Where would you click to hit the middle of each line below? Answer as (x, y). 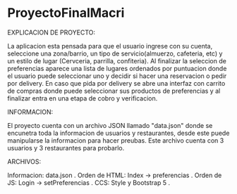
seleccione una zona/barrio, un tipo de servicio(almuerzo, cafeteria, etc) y (115, 53)
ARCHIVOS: (24, 161)
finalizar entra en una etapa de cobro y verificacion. (83, 98)
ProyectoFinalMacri (66, 13)
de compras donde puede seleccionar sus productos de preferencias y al (114, 91)
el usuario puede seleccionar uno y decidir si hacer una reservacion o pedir (117, 76)
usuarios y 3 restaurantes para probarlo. (66, 148)
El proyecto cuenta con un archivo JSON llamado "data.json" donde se (110, 125)
